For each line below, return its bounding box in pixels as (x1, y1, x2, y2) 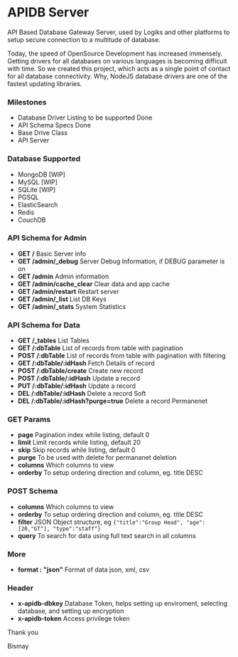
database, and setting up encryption (17, 606, 124, 616)
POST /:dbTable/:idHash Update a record (17, 374, 141, 383)
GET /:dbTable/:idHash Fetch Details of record (17, 359, 155, 367)
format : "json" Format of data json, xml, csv (17, 565, 150, 574)
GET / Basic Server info (17, 249, 87, 258)
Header (7, 583, 34, 593)
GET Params (7, 414, 51, 424)
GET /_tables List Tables (17, 336, 90, 345)
